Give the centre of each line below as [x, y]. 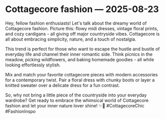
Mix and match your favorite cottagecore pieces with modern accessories [81, 74]
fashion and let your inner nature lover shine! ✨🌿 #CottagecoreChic [75, 105]
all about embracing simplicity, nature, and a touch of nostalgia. [71, 39]
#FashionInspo [21, 111]
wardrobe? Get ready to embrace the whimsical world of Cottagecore [77, 100]
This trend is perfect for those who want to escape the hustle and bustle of [82, 49]
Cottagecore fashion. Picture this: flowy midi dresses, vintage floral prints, [82, 28]
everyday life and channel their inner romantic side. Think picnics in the [79, 54]
